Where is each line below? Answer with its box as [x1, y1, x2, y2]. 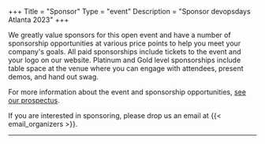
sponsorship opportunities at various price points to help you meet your [8, 39, 241, 48]
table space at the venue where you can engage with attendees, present [8, 64, 244, 73]
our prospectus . [8, 96, 61, 105]
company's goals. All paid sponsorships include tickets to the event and [8, 47, 242, 56]
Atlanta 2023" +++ [8, 15, 69, 24]
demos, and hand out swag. [8, 72, 99, 81]
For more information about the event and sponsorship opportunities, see [8, 87, 247, 97]
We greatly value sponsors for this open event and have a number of [8, 31, 231, 39]
